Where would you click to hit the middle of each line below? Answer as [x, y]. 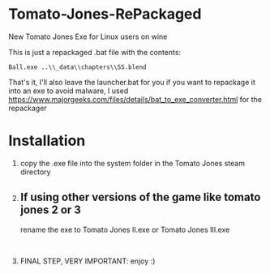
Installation [47, 141]
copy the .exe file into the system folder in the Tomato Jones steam [133, 163]
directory [35, 172]
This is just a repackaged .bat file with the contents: [94, 52]
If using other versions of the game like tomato [140, 197]
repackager [28, 108]
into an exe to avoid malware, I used [69, 91]
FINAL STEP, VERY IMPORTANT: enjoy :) [88, 261]
